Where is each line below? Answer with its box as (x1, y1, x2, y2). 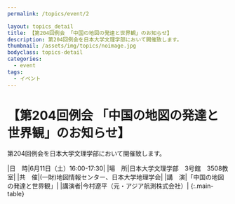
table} (7, 190, 25, 198)
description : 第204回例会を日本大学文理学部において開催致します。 (7, 36, 182, 43)
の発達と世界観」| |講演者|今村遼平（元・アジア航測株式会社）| (7, 182, 189, 190)
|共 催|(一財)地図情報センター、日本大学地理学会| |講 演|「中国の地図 (17, 173, 224, 182)
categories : (7, 55, 42, 63)
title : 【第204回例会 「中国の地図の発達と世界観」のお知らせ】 (7, 29, 173, 36)
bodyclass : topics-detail (7, 49, 83, 56)
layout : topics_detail (7, 22, 74, 30)
